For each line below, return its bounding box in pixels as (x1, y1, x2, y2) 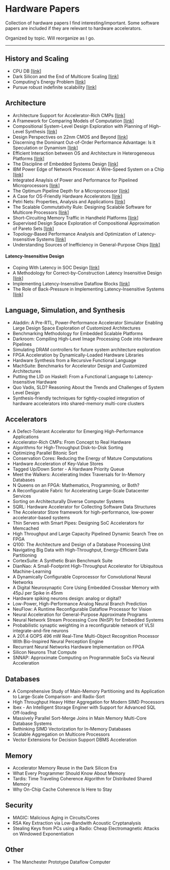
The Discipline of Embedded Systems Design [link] (12, 161, 119, 167)
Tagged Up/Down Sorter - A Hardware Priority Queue (12, 466, 124, 472)
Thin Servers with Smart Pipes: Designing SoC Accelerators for (12, 520, 144, 526)
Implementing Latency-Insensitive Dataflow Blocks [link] (12, 280, 130, 286)
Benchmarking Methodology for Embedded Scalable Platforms (12, 330, 143, 336)
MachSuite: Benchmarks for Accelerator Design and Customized (12, 362, 148, 369)
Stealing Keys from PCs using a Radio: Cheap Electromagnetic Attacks (12, 825, 159, 831)
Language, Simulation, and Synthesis (5, 306, 125, 315)
